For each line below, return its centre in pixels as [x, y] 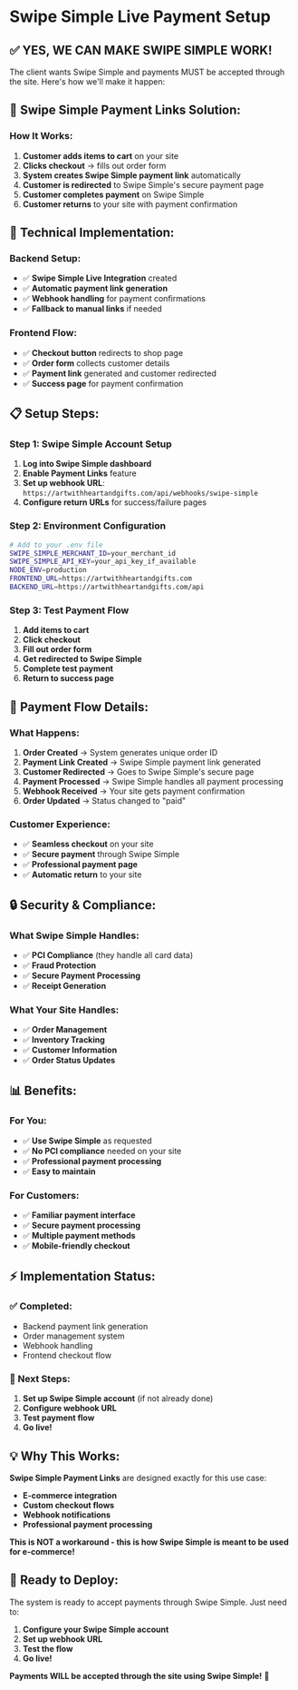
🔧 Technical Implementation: [92, 233]
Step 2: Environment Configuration [87, 526]
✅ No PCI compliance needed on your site [102, 1151]
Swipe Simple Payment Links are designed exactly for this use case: [138, 1478]
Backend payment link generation [85, 1326]
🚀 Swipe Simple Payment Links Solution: [125, 110]
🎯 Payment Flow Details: [79, 707]
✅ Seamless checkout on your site [88, 844]
